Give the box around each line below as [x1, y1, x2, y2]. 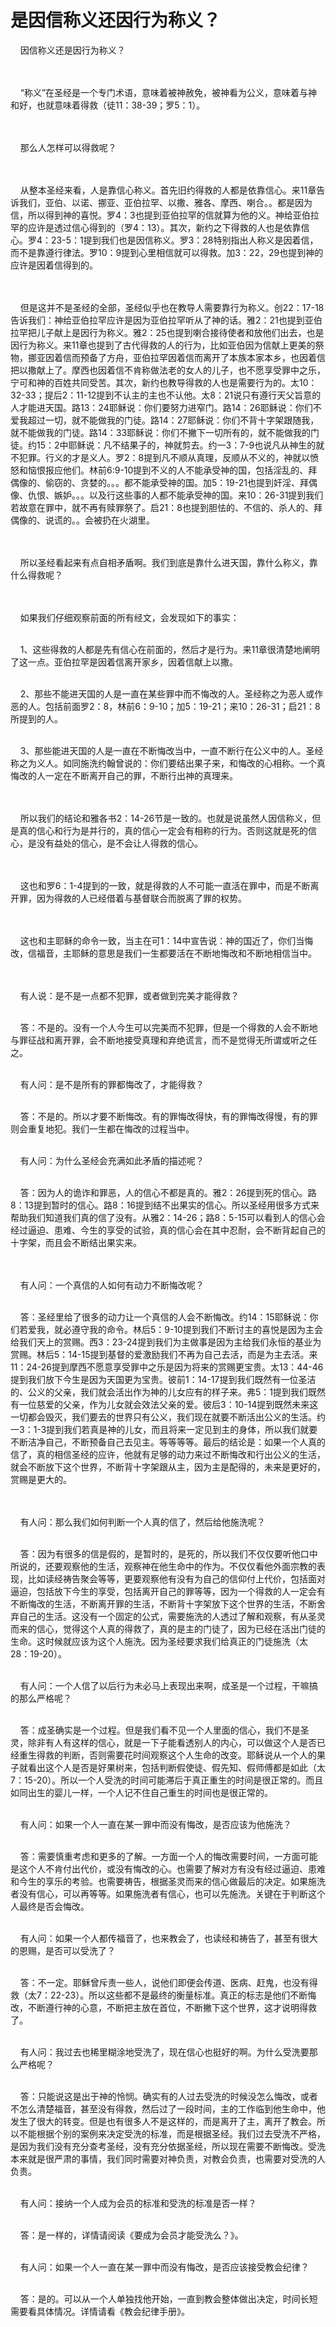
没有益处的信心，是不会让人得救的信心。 [36, 837, 203, 849]
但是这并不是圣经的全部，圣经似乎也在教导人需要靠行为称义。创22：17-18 [19, 301, 325, 313]
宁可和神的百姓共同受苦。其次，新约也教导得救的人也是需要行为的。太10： [10, 376, 318, 388]
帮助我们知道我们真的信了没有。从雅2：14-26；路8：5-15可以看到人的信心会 [10, 1211, 326, 1223]
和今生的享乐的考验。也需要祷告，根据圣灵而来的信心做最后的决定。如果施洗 [10, 1875, 326, 1887]
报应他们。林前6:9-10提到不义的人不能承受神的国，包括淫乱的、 [44, 464, 309, 476]
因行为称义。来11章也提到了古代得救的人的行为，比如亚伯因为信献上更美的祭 [10, 339, 325, 351]
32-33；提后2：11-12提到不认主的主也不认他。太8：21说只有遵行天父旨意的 [10, 389, 322, 401]
